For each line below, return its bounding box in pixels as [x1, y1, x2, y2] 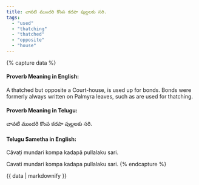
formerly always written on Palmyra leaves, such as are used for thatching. [6, 93, 193, 100]
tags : [6, 15, 20, 21]
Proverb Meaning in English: [6, 73, 79, 80]
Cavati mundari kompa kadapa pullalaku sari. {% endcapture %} [6, 161, 167, 168]
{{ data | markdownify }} [6, 172, 67, 180]
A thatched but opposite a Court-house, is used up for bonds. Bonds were [6, 86, 192, 94]
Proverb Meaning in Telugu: [6, 106, 78, 114]
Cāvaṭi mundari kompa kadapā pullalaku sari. [6, 149, 119, 156]
